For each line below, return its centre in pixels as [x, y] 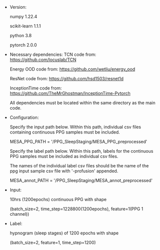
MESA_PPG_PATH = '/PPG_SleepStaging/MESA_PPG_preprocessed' [79, 142]
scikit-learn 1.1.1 [25, 26]
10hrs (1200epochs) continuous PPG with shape [58, 199]
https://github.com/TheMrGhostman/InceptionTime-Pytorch [70, 93]
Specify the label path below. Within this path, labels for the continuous [81, 151]
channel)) [19, 214]
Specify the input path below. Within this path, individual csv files [75, 127]
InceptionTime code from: [36, 88]
